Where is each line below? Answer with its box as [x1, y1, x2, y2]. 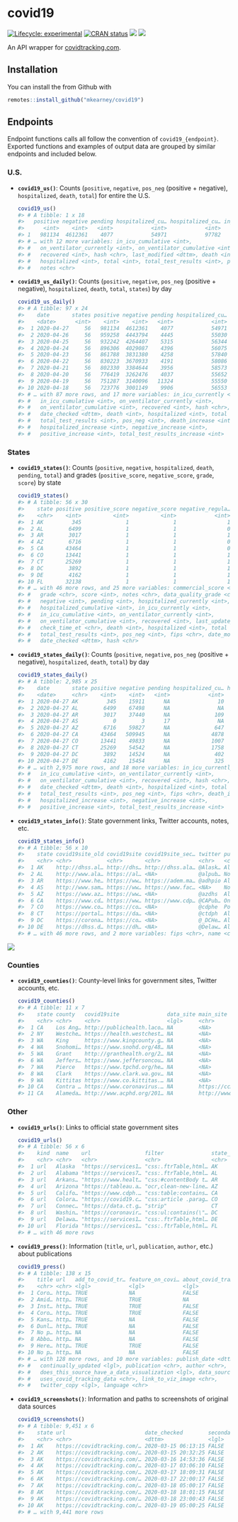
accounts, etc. [17, 984, 60, 992]
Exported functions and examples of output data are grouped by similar [7, 142, 216, 150]
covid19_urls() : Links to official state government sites [17, 1123, 179, 1132]
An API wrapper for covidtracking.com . [7, 43, 122, 51]
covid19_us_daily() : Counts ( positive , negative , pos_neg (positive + [17, 277, 217, 285]
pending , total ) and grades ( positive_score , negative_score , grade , [17, 471, 215, 480]
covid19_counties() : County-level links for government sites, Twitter [17, 976, 217, 985]
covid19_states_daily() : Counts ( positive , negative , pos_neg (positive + [17, 650, 229, 659]
